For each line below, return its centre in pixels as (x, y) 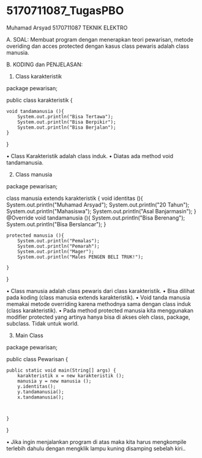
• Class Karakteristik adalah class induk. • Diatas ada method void (90, 156)
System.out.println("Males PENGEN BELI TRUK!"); (80, 257)
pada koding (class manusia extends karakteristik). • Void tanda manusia (98, 297)
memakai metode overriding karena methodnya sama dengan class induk (99, 303)
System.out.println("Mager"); (56, 251)
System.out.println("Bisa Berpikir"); (67, 122)
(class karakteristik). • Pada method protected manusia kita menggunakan (100, 310)
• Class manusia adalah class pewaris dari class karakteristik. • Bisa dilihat (100, 291)
